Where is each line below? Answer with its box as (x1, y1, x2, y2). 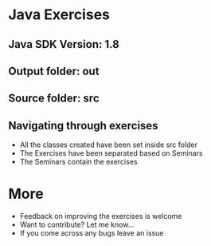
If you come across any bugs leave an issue (19, 228, 164, 238)
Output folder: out (8, 64, 100, 77)
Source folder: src (8, 92, 100, 105)
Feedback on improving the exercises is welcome (19, 212, 182, 221)
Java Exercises (8, 6, 110, 24)
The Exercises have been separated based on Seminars (19, 149, 203, 158)
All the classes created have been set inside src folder (19, 140, 197, 149)
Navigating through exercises (8, 118, 158, 133)
